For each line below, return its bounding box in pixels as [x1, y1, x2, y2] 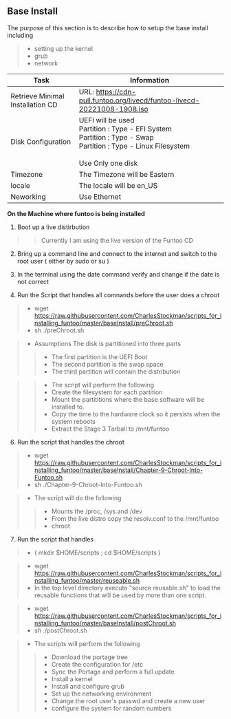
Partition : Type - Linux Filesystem [78, 141, 190, 151]
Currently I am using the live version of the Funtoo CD [41, 236, 194, 244]
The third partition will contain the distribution [51, 367, 181, 376]
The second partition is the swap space [51, 360, 164, 368]
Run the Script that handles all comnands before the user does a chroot [16, 290, 220, 299]
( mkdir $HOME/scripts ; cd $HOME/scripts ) [34, 548, 161, 557]
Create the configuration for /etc [51, 660, 144, 668]
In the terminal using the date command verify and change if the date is [16, 270, 220, 278]
